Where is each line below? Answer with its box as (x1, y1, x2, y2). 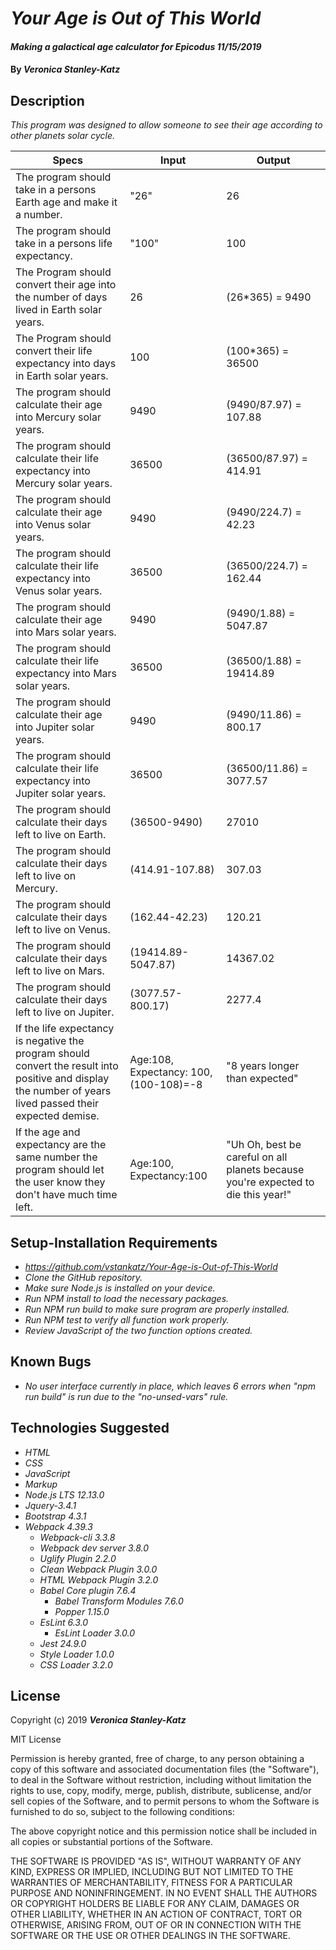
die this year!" (226, 1188, 292, 1202)
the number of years (15, 1084, 112, 1098)
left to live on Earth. (15, 828, 107, 842)
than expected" (226, 1072, 299, 1086)
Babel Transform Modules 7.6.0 (54, 1595, 184, 1607)
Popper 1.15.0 (54, 1605, 110, 1617)
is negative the (15, 1034, 85, 1048)
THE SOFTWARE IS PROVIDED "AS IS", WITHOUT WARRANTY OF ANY (10, 1855, 302, 1867)
